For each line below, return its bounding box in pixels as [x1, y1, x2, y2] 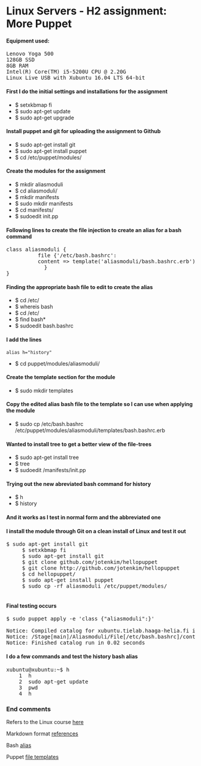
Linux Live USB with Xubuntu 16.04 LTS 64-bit [6, 74, 145, 82]
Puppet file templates [6, 753, 59, 760]
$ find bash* [14, 316, 46, 323]
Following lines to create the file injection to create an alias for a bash [6, 226, 182, 233]
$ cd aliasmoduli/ [14, 187, 58, 194]
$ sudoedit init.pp [14, 213, 59, 220]
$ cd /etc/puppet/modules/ [14, 154, 82, 161]
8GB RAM [6, 62, 29, 70]
